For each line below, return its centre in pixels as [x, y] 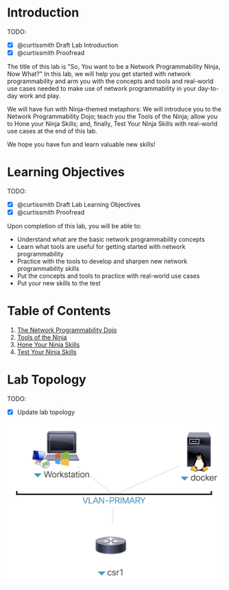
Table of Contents [59, 311]
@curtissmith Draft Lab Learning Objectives [79, 205]
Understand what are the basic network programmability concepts [111, 239]
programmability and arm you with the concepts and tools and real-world [110, 81]
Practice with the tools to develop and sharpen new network [102, 261]
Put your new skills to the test [59, 283]
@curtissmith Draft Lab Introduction [68, 45]
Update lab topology [46, 412]
